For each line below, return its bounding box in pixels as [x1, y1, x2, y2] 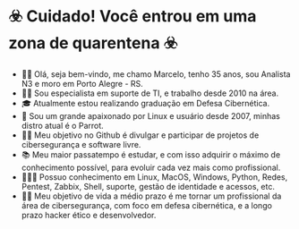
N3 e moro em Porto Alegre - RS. [21, 78, 144, 89]
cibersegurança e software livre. [21, 139, 141, 149]
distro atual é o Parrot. [21, 120, 104, 131]
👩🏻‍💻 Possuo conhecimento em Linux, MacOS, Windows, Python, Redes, [21, 171, 288, 182]
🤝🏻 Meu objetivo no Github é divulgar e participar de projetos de [21, 130, 260, 140]
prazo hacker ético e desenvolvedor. [21, 209, 157, 220]
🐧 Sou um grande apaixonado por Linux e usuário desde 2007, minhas [21, 110, 281, 121]
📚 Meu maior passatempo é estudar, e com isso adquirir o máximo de [21, 148, 281, 160]
